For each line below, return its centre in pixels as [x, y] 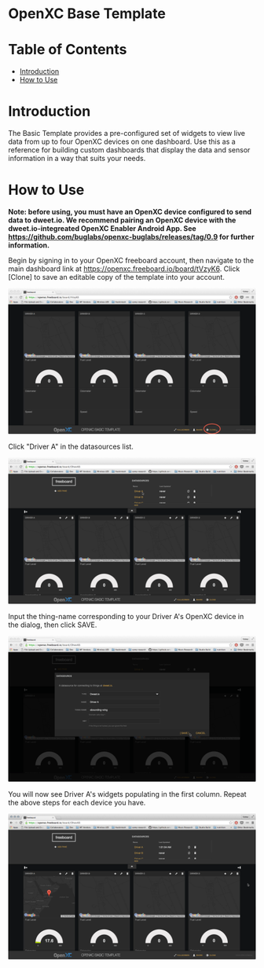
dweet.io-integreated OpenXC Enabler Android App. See [102, 228]
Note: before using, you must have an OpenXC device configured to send [130, 212]
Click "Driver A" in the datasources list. [71, 447]
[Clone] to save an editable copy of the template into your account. [117, 277]
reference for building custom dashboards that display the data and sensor [129, 150]
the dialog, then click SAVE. [53, 625]
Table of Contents [68, 50]
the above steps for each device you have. [77, 802]
